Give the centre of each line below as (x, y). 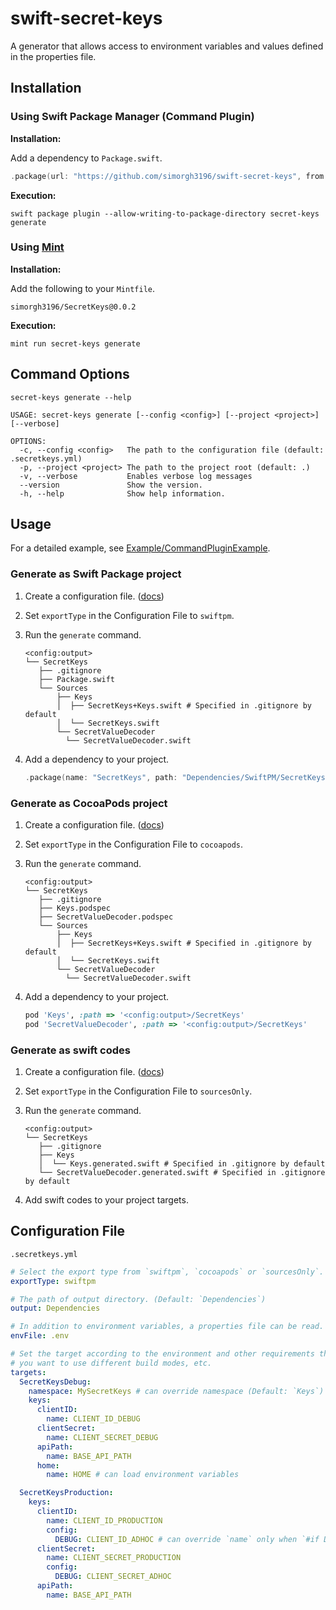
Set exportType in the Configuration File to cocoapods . (133, 844)
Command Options (70, 374)
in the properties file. (53, 56)
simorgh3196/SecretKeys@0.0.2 (73, 307)
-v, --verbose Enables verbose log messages (136, 476)
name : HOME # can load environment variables (143, 1475)
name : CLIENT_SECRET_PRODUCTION (114, 1558)
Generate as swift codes (70, 1050)
